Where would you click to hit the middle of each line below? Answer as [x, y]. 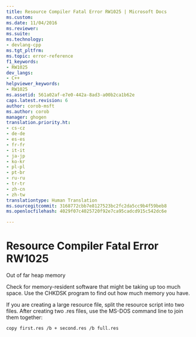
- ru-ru [16, 178]
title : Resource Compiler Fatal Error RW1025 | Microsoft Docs [87, 12]
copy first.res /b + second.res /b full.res [62, 329]
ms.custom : [20, 17]
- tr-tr [16, 184]
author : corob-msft [30, 106]
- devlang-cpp [24, 45]
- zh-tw [16, 194]
